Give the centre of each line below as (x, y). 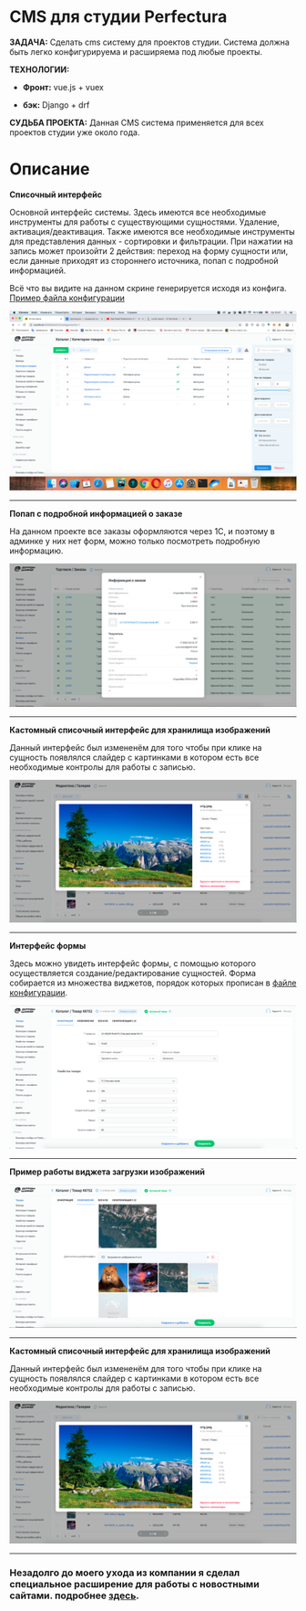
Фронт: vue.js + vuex (63, 87)
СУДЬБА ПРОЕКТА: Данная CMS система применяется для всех (137, 122)
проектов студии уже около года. (75, 132)
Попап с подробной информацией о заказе (96, 513)
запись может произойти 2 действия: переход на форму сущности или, (149, 251)
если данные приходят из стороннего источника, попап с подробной (144, 260)
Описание (50, 169)
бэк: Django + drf (56, 105)
